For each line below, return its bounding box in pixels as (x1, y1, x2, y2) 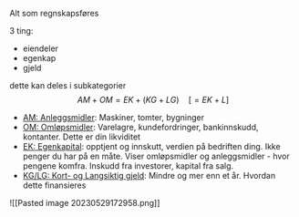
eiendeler (22, 43, 59, 54)
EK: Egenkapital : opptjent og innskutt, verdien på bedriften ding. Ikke (22, 141, 281, 151)
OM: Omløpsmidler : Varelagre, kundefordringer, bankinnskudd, (22, 122, 259, 132)
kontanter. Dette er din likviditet (22, 131, 141, 142)
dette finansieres (22, 180, 87, 191)
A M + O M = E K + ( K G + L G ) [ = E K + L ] (77, 95, 230, 105)
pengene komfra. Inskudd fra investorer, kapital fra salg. (22, 160, 234, 171)
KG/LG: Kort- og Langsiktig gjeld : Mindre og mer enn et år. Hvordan (22, 170, 276, 181)
